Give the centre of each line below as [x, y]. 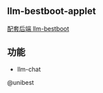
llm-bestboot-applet [51, 11]
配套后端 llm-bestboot [38, 28]
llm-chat [29, 69]
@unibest [21, 82]
